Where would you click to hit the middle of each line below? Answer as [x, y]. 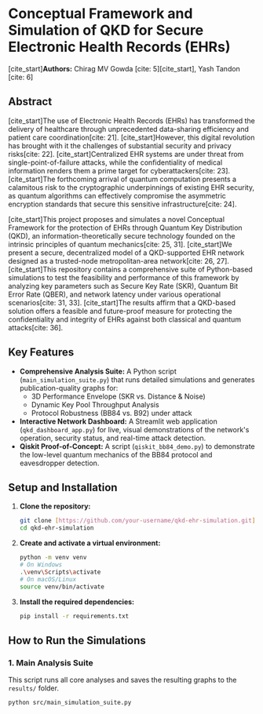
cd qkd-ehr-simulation [57, 528]
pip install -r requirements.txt [74, 616]
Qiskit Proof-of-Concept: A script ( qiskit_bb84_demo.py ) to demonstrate [137, 446]
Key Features [41, 353]
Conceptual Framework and [100, 14]
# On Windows [41, 565]
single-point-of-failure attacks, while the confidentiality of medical [115, 162]
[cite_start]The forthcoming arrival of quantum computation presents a [122, 179]
